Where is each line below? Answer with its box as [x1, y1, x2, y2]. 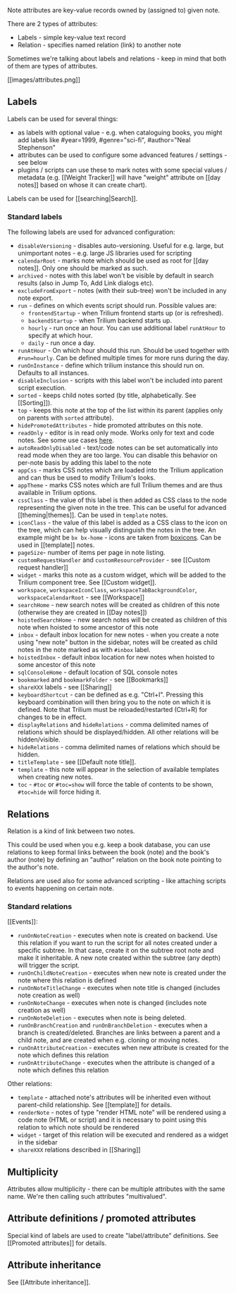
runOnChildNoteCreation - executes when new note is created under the [17, 968, 227, 977]
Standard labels [7, 211, 63, 221]
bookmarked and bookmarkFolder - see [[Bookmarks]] [17, 675, 168, 684]
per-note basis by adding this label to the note [17, 458, 151, 467]
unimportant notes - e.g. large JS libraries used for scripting [17, 249, 192, 258]
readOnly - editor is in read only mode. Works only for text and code [17, 429, 215, 437]
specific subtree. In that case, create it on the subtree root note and [17, 947, 214, 955]
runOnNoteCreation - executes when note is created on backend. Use [17, 931, 218, 939]
